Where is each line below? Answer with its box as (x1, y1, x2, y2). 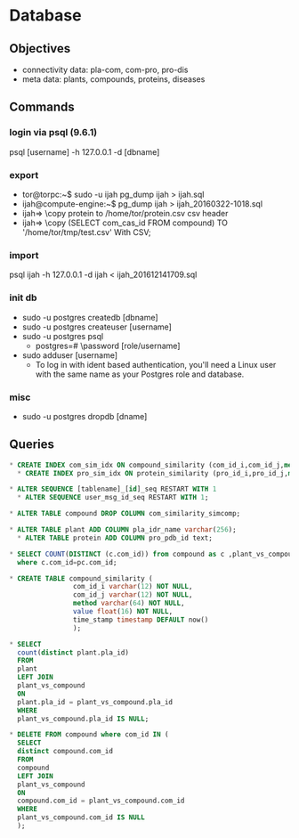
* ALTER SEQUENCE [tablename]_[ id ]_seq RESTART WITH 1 (9, 484, 217, 494)
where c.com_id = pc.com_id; (17, 557, 117, 566)
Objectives (9, 41, 71, 56)
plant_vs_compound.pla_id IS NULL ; (17, 714, 149, 723)
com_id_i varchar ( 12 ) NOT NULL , (72, 582, 193, 591)
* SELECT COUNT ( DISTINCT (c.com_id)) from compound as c (9, 549, 225, 558)
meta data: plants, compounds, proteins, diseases (21, 74, 206, 85)
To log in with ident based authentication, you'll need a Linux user (35, 359, 277, 370)
